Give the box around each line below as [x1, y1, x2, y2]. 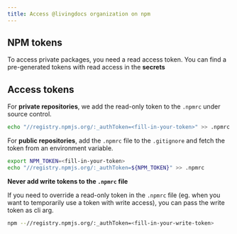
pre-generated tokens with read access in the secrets [7, 63, 165, 72]
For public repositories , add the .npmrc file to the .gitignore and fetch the [7, 136, 226, 145]
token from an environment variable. [7, 144, 114, 152]
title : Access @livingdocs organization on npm [7, 10, 151, 18]
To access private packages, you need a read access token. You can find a [7, 55, 227, 64]
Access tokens [7, 83, 75, 96]
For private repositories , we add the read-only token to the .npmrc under [7, 102, 221, 111]
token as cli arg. [7, 206, 55, 214]
